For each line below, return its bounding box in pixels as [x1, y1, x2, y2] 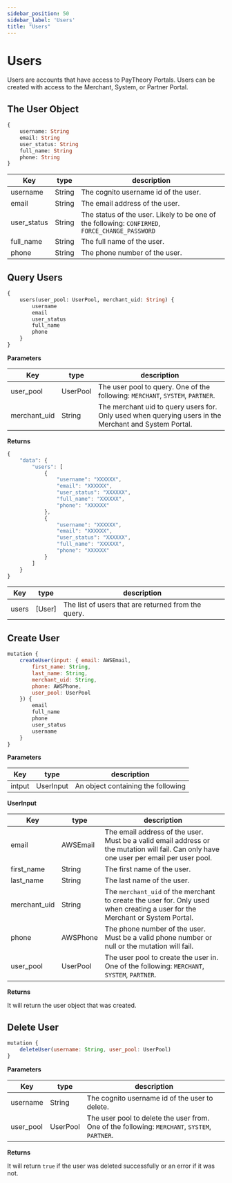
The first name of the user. [104, 864, 191, 874]
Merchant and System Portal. [97, 419, 193, 429]
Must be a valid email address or [104, 836, 211, 846]
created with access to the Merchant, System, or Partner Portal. [7, 83, 188, 91]
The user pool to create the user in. [104, 953, 219, 963]
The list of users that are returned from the [63, 600, 202, 610]
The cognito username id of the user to [86, 1093, 213, 1103]
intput [10, 781, 30, 791]
